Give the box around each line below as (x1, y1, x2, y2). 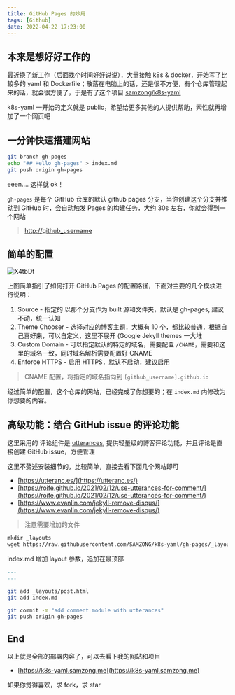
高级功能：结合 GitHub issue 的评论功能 (7, 419, 180, 430)
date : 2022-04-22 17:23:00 (7, 23, 86, 30)
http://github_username (24, 226, 92, 234)
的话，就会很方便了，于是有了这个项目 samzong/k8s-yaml (13, 88, 181, 97)
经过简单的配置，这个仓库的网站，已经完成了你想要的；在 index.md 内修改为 (7, 388, 226, 396)
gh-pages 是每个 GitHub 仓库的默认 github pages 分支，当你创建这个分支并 (7, 195, 222, 203)
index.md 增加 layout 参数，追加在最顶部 (7, 554, 124, 563)
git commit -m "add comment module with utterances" (7, 607, 164, 614)
